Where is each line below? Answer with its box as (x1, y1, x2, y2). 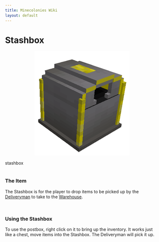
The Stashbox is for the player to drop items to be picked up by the (5, 188, 139, 194)
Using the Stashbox (5, 215, 53, 222)
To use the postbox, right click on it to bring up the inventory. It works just (5, 226, 153, 232)
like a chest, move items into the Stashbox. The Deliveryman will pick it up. (5, 232, 155, 238)
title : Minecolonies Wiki (5, 8, 57, 13)
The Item (5, 178, 27, 185)
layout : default (5, 13, 38, 18)
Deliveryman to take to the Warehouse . (5, 194, 83, 200)
